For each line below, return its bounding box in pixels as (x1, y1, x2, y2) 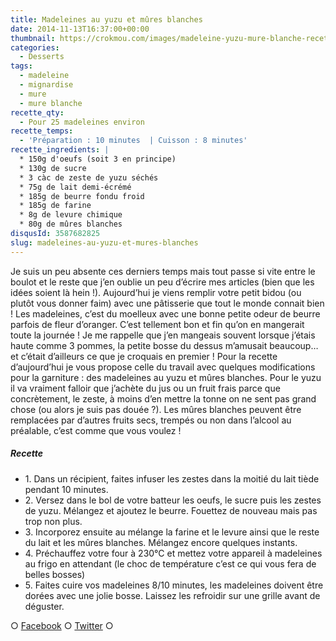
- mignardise (19, 80, 74, 90)
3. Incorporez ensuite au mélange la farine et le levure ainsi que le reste (24, 526, 320, 538)
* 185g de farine (19, 201, 92, 211)
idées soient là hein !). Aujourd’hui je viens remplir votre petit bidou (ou (10, 286, 302, 298)
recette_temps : (10, 126, 74, 136)
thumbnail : (10, 33, 56, 43)
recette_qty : (10, 107, 65, 118)
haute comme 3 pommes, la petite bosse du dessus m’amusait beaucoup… (10, 339, 319, 351)
